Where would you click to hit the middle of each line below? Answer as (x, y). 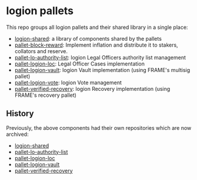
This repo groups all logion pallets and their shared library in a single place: (97, 27)
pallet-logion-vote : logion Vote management (68, 82)
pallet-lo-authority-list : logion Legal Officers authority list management (100, 57)
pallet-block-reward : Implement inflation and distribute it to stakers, (96, 45)
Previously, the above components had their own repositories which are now (99, 127)
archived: (17, 134)
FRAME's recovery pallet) (45, 95)
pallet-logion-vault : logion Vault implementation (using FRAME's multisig (102, 70)
